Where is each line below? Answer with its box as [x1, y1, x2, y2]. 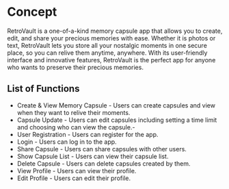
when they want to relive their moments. [16, 108, 131, 116]
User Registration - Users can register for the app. [16, 130, 159, 138]
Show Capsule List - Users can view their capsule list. [16, 152, 169, 160]
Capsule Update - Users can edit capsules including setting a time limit [16, 116, 217, 124]
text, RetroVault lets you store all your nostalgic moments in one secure [7, 41, 207, 49]
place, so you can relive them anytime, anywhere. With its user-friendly [7, 49, 208, 57]
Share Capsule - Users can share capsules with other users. [16, 144, 187, 153]
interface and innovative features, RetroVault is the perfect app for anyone [7, 55, 216, 64]
